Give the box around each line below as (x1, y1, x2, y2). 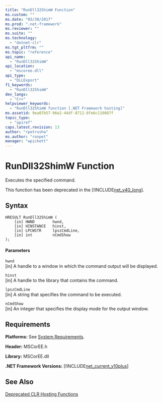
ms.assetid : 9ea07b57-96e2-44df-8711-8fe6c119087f (5, 110, 114, 116)
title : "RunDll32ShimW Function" (5, 7, 75, 13)
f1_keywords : (5, 82, 33, 87)
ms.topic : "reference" (5, 49, 53, 54)
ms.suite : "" (5, 31, 33, 36)
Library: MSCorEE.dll (5, 353, 49, 359)
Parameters (5, 248, 30, 254)
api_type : (5, 73, 26, 78)
